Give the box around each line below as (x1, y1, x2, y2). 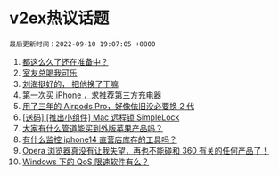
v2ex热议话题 (9, 8, 110, 28)
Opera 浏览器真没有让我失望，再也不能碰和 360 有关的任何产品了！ (21, 145, 270, 155)
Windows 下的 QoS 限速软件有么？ (21, 156, 150, 167)
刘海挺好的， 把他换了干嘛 (21, 78, 119, 89)
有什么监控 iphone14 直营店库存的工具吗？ (21, 134, 178, 145)
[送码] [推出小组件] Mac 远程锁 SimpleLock (21, 112, 180, 123)
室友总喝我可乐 (21, 68, 78, 78)
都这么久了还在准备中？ (21, 56, 109, 67)
